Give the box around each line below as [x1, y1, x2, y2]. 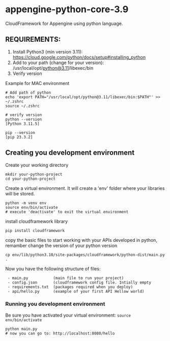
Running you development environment [5, 300, 105, 307]
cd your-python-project [5, 176, 56, 181]
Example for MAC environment [5, 80, 70, 86]
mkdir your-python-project [5, 172, 63, 177]
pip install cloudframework [5, 228, 65, 233]
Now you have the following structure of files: [5, 266, 101, 272]
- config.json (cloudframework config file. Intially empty [7, 280, 152, 285]
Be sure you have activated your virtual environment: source [5, 312, 131, 318]
